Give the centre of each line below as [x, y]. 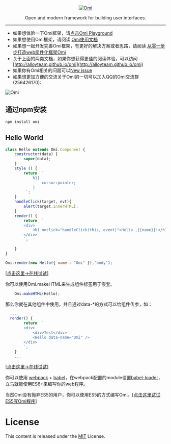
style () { [26, 168]
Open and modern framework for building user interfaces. [85, 18]
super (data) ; [37, 159]
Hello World [24, 138]
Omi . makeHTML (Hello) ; [37, 293]
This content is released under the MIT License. [55, 436]
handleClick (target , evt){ [43, 202]
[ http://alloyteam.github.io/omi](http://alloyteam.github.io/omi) [78, 64]
